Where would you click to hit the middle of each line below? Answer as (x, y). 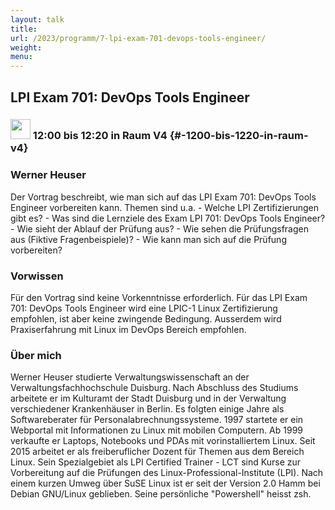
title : (24, 29)
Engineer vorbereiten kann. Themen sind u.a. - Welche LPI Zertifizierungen (165, 207)
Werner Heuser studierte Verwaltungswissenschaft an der (130, 377)
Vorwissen (37, 276)
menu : (21, 57)
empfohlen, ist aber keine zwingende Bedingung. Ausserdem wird (146, 319)
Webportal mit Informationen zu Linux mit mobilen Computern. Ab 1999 (157, 430)
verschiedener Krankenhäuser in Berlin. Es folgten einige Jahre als (147, 409)
